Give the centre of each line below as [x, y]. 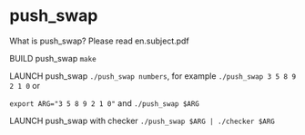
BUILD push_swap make [53, 58]
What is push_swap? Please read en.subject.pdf [99, 41]
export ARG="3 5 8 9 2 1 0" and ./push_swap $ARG [105, 103]
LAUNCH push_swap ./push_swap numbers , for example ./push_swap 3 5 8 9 [153, 76]
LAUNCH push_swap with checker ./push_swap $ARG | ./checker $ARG [142, 121]
